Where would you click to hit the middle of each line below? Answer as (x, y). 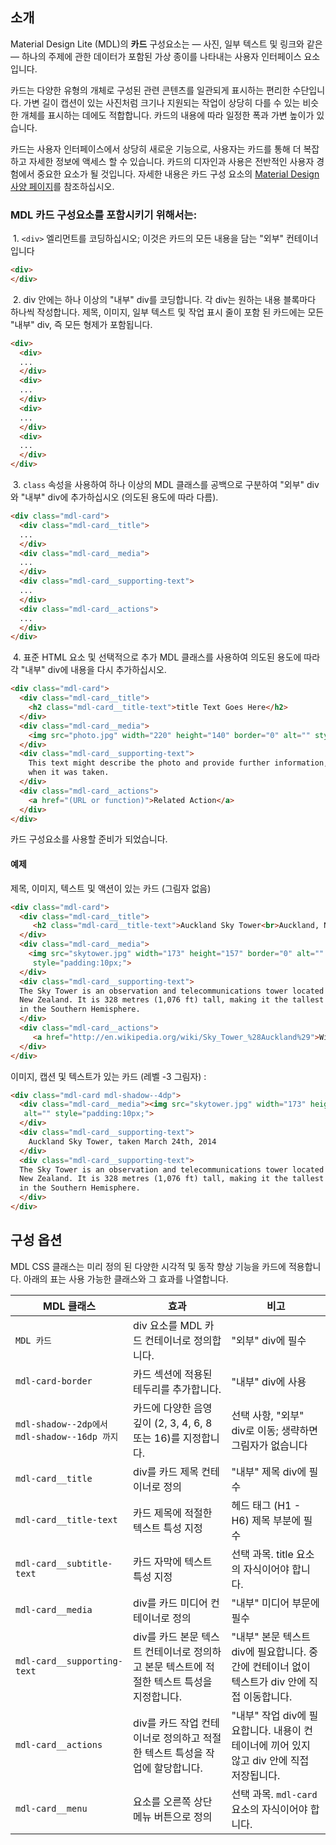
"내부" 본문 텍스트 (271, 1636)
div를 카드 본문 (166, 1636)
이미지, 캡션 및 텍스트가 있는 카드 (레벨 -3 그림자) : (108, 1076)
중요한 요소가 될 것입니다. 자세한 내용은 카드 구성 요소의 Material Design (178, 174)
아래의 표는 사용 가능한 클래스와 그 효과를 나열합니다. (126, 1279)
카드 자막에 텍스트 (173, 1561)
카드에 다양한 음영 (173, 1408)
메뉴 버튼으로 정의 (173, 1816)
